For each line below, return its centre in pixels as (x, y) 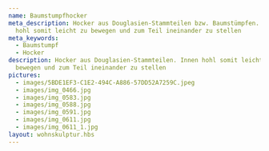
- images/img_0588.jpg (53, 105)
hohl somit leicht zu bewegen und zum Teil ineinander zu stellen (128, 30)
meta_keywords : (34, 38)
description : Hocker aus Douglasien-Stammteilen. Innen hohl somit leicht (136, 61)
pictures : (25, 75)
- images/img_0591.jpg (53, 113)
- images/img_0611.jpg (53, 120)
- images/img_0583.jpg (53, 97)
